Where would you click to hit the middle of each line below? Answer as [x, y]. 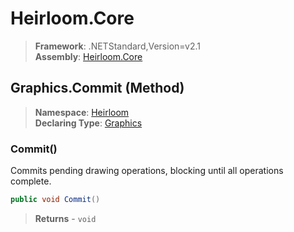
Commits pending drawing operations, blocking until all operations [147, 171]
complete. [31, 181]
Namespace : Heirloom [82, 112]
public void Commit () [55, 200]
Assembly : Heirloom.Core [88, 56]
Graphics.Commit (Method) [97, 88]
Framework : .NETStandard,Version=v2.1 [117, 46]
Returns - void [65, 218]
